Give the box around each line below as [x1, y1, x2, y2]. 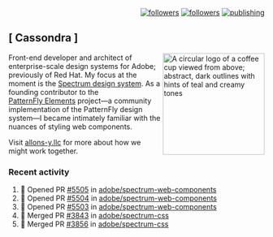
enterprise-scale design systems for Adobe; [8, 61, 156, 71]
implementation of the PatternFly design [8, 104, 143, 114]
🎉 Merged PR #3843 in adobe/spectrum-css [19, 211, 169, 221]
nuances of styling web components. [8, 122, 132, 131]
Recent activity [8, 166, 70, 178]
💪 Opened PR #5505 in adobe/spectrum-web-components [19, 185, 217, 195]
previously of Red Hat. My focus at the [8, 70, 137, 80]
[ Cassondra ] [8, 31, 79, 45]
